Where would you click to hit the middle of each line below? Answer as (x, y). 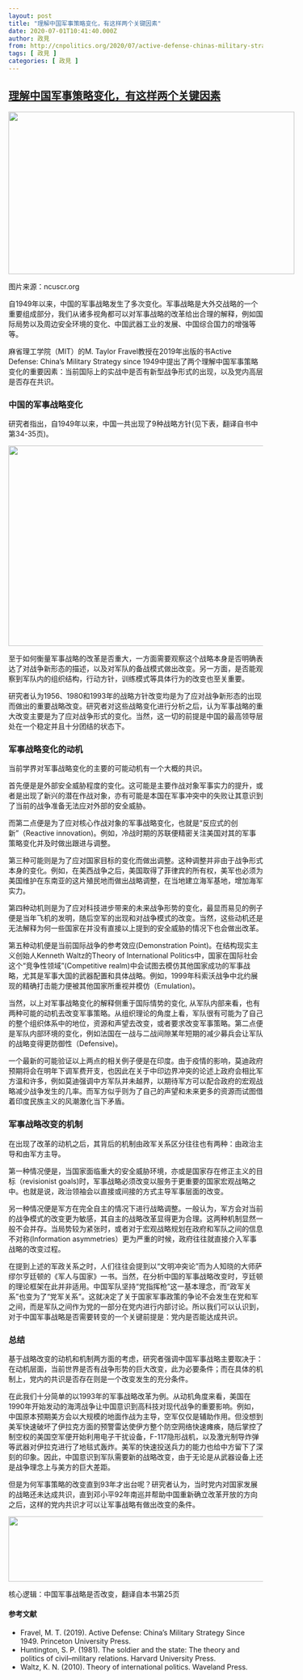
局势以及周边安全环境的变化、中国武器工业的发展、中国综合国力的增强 (132, 324)
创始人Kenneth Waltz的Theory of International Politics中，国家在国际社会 (137, 955)
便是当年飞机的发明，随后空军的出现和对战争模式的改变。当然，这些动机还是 (136, 918)
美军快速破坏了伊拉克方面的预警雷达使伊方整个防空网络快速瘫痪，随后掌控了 (136, 1427)
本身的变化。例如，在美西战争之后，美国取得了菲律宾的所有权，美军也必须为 (136, 870)
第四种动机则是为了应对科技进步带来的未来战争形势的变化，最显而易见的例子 (136, 908)
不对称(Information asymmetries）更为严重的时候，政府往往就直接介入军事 (133, 1239)
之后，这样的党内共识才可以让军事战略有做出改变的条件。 (104, 1504)
